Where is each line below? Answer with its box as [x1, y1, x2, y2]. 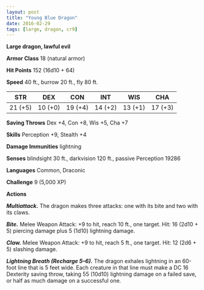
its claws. [6, 209, 31, 216]
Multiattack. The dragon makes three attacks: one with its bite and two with [6, 202, 199, 210]
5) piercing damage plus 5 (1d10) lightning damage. [6, 227, 136, 235]
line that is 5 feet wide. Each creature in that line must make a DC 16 [18, 264, 189, 272]
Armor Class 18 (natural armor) [6, 55, 86, 62]
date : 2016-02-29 [6, 20, 51, 26]
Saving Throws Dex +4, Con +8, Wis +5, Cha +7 [6, 119, 128, 126]
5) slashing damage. [6, 246, 58, 253]
